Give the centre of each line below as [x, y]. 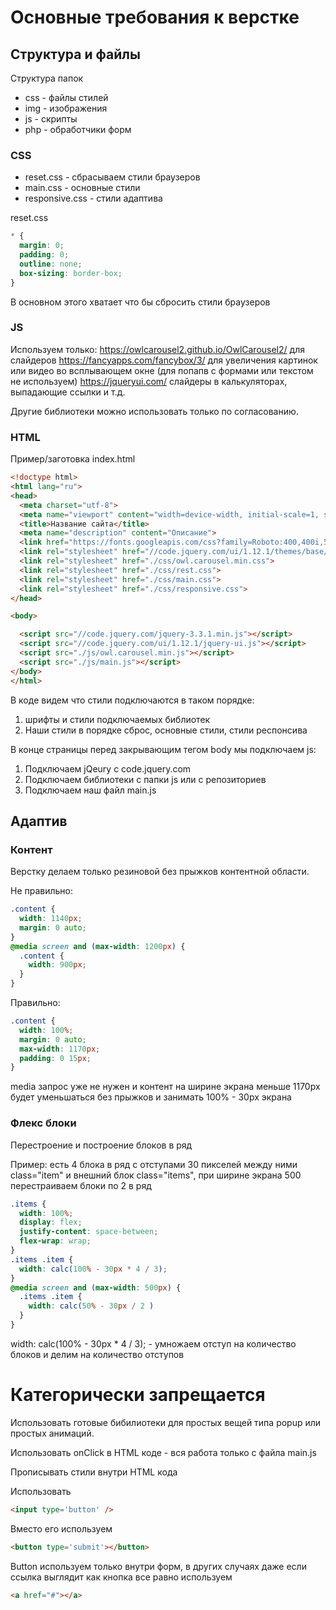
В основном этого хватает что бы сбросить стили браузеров [140, 302]
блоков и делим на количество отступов [97, 1354]
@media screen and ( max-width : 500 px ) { [96, 1287]
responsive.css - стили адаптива [93, 198]
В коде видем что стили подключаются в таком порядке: [132, 700]
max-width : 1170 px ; [60, 1049]
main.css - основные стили [82, 188]
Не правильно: [42, 891]
